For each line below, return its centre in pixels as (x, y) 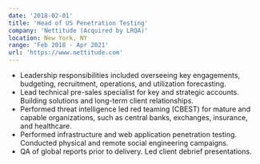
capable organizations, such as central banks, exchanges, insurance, (134, 117)
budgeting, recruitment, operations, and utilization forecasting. (123, 84)
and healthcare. (46, 126)
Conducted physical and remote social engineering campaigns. (124, 143)
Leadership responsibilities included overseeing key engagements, (130, 75)
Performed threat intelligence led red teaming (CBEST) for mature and (135, 109)
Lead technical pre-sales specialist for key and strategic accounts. (130, 92)
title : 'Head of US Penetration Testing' (78, 23)
